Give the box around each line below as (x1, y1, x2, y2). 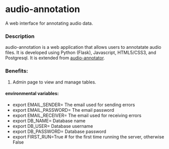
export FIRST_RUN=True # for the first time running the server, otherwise (12, 133, 164, 139)
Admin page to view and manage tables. (12, 79, 97, 85)
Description (5, 33, 35, 40)
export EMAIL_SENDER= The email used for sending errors (12, 102, 135, 108)
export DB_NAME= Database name (12, 117, 86, 124)
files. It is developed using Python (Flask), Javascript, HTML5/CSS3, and (5, 49, 156, 56)
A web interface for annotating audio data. (5, 20, 93, 26)
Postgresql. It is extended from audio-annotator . (5, 55, 105, 61)
